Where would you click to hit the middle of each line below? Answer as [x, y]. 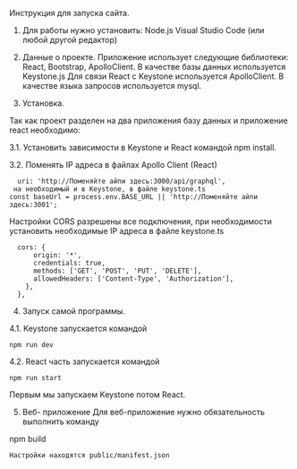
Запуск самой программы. [73, 311]
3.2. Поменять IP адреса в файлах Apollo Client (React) [113, 165]
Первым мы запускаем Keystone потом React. [98, 395]
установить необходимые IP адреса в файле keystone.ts [117, 231]
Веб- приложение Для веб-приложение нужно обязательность [144, 412]
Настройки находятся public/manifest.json [89, 456]
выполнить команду [61, 421]
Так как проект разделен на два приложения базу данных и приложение [148, 121]
